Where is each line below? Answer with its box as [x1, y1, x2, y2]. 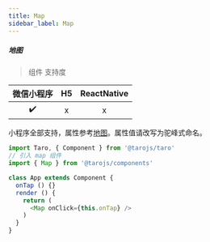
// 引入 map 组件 [8, 151, 62, 160]
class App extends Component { [8, 174, 114, 182]
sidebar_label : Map [8, 19, 74, 28]
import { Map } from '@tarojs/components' [8, 159, 153, 168]
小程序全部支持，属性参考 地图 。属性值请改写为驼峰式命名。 [8, 128, 207, 138]
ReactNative [80, 88, 129, 100]
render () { [15, 189, 57, 197]
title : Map [8, 11, 45, 20]
